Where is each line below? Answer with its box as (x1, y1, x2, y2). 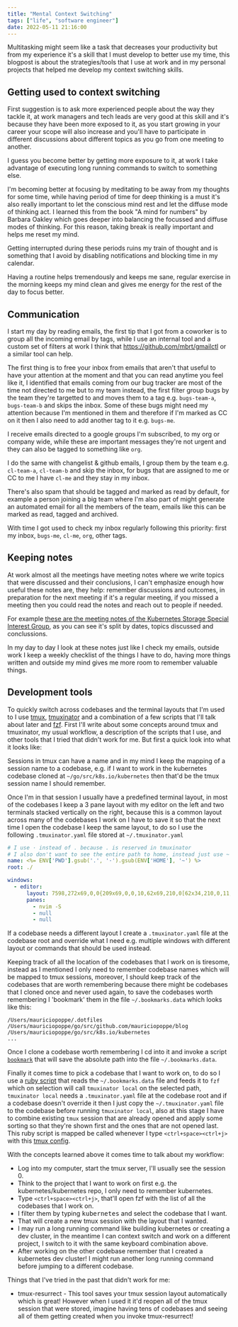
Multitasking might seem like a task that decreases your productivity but (7, 43, 218, 52)
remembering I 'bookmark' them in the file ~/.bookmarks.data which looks (7, 995, 222, 1004)
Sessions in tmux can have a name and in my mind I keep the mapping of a (7, 756, 225, 765)
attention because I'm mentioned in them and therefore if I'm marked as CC (7, 409, 228, 417)
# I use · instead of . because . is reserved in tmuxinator (7, 844, 192, 851)
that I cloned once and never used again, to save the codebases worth (7, 988, 213, 996)
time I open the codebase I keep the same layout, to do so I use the (7, 823, 203, 831)
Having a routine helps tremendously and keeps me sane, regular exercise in (7, 273, 231, 281)
